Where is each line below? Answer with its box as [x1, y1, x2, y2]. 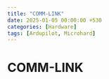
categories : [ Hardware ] [7, 23, 77, 30]
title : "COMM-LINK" [7, 10, 65, 17]
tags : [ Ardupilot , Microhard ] [7, 29, 96, 37]
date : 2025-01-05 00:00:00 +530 [7, 17, 102, 24]
